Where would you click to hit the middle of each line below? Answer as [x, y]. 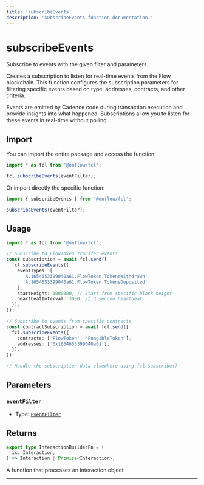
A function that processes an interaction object [65, 470]
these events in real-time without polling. [57, 120]
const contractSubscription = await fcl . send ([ [68, 327]
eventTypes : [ [35, 271]
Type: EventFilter [38, 414]
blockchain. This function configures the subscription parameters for [92, 83]
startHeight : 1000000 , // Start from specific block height [95, 293]
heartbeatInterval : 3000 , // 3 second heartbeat [80, 299]
